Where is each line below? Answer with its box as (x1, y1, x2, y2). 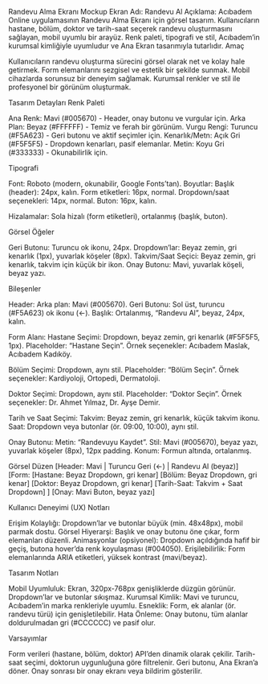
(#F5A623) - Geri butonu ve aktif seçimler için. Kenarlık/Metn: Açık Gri (8, 130, 241, 140)
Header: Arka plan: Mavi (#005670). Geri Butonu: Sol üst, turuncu (8, 299, 225, 309)
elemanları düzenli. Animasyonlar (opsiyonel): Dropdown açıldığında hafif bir (8, 535, 261, 545)
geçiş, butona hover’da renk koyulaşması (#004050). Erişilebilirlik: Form (8, 544, 246, 554)
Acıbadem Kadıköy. (8, 349, 72, 359)
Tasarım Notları (8, 568, 59, 578)
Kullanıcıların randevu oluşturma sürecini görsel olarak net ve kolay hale (8, 56, 246, 66)
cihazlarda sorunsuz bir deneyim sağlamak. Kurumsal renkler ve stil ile (8, 74, 241, 83)
